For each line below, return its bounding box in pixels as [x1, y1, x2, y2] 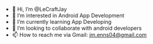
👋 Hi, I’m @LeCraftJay [11, 6, 67, 12]
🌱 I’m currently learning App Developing [11, 18, 112, 25]
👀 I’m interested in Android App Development [11, 12, 125, 19]
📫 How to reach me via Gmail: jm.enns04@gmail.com [11, 32, 147, 38]
